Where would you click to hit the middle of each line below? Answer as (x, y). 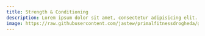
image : (15, 23)
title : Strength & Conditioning (47, 12)
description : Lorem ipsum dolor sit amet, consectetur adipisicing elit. (102, 18)
